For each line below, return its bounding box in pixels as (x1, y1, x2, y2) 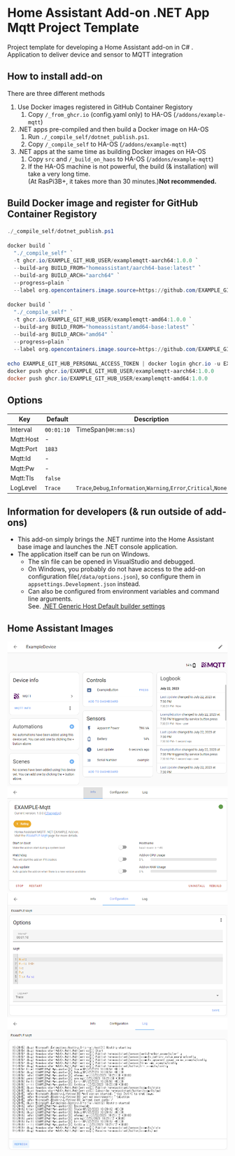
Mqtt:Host (10, 435, 39, 443)
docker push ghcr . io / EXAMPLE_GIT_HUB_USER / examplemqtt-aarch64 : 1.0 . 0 (7, 368, 215, 375)
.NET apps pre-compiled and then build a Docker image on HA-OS (17, 124, 209, 134)
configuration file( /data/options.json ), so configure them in (27, 572, 201, 581)
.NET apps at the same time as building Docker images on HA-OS (17, 147, 206, 155)
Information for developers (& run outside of (7, 506, 204, 518)
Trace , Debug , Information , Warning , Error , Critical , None (76, 484, 227, 492)
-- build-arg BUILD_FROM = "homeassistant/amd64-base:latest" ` (13, 323, 196, 330)
